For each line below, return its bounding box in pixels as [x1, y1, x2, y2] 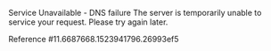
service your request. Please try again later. [8, 17, 168, 27]
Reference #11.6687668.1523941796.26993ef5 [8, 34, 179, 44]
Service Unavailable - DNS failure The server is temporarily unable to [8, 8, 262, 18]
